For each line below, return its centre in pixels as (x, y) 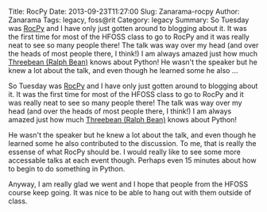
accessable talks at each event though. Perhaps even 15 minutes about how (132, 160)
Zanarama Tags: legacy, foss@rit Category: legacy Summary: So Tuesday (129, 20)
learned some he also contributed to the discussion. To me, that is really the (132, 143)
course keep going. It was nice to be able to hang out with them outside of (130, 193)
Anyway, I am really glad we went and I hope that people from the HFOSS (128, 184)
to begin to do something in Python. (67, 169)
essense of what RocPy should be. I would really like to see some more (124, 152)
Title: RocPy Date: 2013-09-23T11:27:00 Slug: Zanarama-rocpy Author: (124, 12)
